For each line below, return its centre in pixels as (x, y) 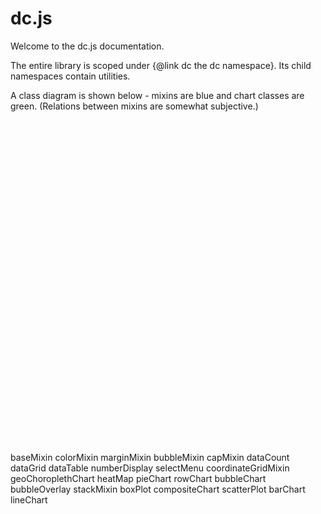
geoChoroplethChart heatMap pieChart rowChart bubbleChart (138, 478)
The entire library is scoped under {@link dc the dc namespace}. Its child (161, 65)
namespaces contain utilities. (70, 76)
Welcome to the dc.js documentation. (87, 46)
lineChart (29, 499)
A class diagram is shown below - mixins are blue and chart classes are (157, 95)
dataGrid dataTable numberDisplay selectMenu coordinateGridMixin (150, 468)
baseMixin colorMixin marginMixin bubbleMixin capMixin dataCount (150, 457)
